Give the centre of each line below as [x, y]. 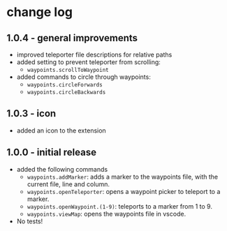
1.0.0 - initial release [52, 152]
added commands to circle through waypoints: [83, 77]
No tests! [30, 221]
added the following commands [62, 169]
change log [40, 12]
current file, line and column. [68, 184]
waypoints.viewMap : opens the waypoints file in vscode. [107, 214]
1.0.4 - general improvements [72, 38]
